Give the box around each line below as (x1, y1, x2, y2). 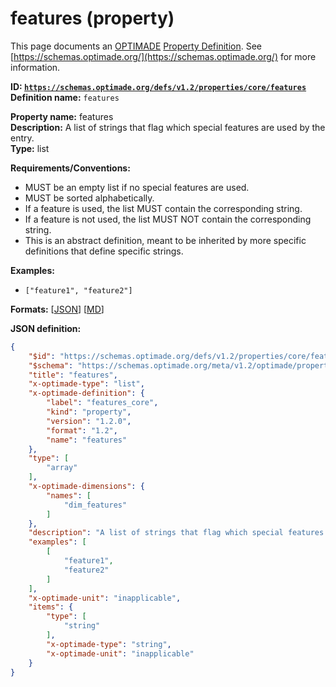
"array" (46, 463, 78, 473)
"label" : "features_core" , (46, 398, 159, 408)
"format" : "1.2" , (46, 425, 118, 436)
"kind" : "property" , (46, 407, 132, 417)
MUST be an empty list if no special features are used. (24, 181, 250, 193)
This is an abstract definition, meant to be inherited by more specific (24, 234, 307, 246)
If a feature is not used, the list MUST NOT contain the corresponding (24, 213, 312, 225)
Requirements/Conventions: (10, 162, 131, 174)
